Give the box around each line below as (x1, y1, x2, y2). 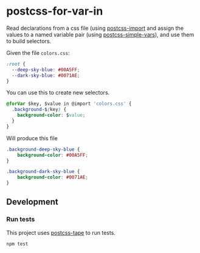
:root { (6, 61, 26, 67)
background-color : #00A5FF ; (17, 152, 88, 158)
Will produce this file (6, 134, 58, 141)
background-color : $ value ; (17, 112, 86, 118)
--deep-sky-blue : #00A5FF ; (12, 66, 80, 73)
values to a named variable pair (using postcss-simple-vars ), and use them (6, 30, 195, 38)
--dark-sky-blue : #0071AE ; (12, 72, 80, 79)
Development (6, 197, 59, 207)
